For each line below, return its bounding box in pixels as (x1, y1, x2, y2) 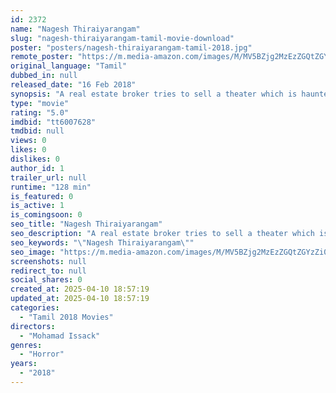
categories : (10, 303, 60, 313)
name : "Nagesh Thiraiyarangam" (10, 24, 141, 34)
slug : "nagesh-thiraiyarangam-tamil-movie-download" (10, 33, 235, 43)
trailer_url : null (10, 172, 87, 183)
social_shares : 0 (10, 275, 83, 285)
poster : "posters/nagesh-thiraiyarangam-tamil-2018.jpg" (10, 42, 253, 53)
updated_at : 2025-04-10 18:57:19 (10, 294, 150, 304)
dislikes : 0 (10, 154, 60, 164)
